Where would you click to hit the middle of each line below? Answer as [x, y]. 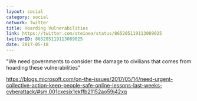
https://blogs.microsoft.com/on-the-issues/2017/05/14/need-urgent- [90, 79]
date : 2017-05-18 [27, 45]
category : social [27, 17]
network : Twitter [27, 22]
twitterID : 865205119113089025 [45, 39]
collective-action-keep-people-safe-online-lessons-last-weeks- [84, 85]
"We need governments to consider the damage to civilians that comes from [99, 61]
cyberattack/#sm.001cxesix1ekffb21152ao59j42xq [67, 92]
